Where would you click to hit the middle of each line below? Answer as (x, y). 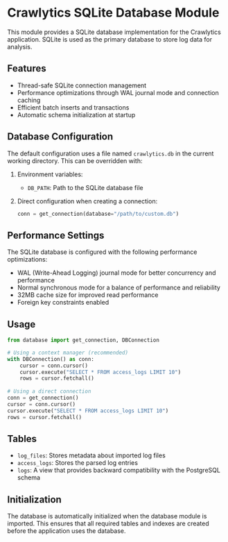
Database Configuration (60, 137)
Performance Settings (56, 235)
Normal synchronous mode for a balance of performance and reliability (119, 288)
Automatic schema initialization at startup (76, 115)
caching (29, 100)
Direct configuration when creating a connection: (87, 201)
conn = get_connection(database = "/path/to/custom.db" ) (98, 214)
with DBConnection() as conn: (51, 359)
